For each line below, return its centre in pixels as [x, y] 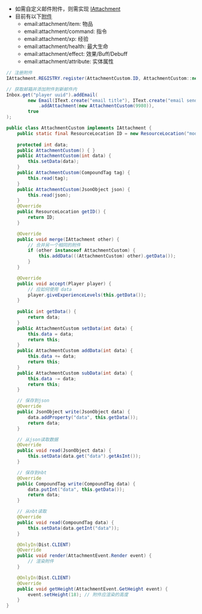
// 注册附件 [20, 73]
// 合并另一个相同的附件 [54, 245]
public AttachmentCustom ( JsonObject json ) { [74, 189]
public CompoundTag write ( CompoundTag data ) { [76, 484]
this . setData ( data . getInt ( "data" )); [74, 528]
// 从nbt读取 [32, 512]
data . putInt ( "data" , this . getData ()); [76, 489]
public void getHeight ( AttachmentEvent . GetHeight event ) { [93, 589]
